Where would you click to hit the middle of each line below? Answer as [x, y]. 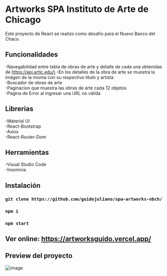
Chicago [23, 20]
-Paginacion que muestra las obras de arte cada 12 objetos [66, 88]
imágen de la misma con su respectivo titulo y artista [59, 77]
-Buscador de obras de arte [34, 82]
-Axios [12, 131]
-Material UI [17, 121]
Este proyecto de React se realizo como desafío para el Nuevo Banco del [80, 33]
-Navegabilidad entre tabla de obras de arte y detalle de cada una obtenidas [84, 66]
